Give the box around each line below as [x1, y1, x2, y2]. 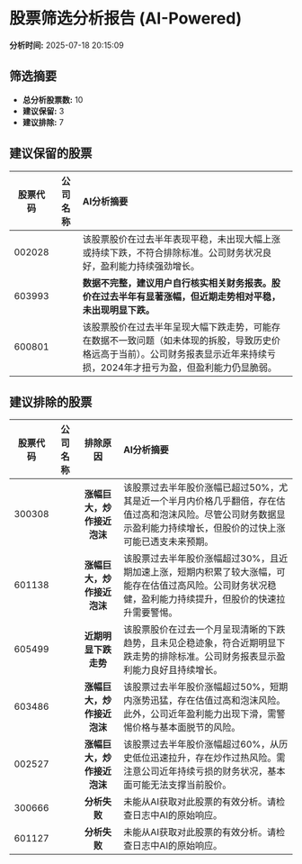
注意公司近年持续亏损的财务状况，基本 [123, 765, 286, 778]
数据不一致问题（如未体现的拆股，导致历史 [91, 334, 272, 347]
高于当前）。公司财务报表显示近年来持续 [100, 348, 268, 360]
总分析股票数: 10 [22, 94, 84, 105]
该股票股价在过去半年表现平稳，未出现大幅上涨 [82, 232, 281, 245]
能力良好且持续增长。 [132, 664, 223, 677]
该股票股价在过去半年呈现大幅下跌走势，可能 [82, 321, 272, 333]
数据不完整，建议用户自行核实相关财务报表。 [82, 277, 272, 289]
